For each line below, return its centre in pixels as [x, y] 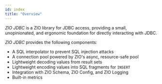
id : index [15, 9]
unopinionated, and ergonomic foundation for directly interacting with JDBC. [81, 33]
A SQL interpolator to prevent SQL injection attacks [63, 52]
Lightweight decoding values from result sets [57, 62]
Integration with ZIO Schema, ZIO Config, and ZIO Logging [70, 72]
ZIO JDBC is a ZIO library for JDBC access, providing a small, [66, 28]
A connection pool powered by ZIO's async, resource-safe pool [75, 56]
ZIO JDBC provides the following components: [51, 42]
